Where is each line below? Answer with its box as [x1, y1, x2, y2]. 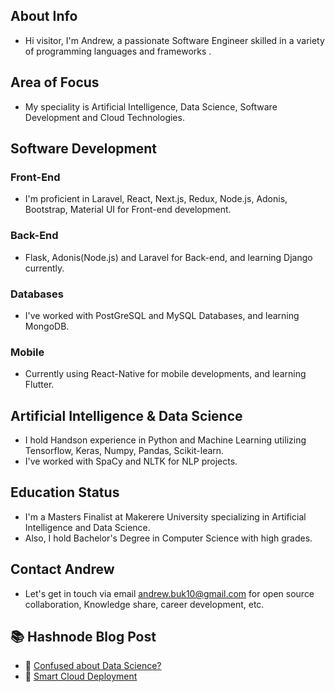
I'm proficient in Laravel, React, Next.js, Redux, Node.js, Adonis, [24, 193, 288, 205]
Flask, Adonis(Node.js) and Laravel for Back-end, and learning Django [24, 251, 313, 263]
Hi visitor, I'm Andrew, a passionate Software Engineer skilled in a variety [24, 34, 325, 46]
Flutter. [24, 379, 55, 391]
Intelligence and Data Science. [24, 521, 151, 533]
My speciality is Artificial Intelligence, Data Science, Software [24, 100, 278, 113]
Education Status [10, 484, 120, 501]
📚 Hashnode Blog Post [10, 629, 157, 646]
